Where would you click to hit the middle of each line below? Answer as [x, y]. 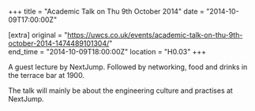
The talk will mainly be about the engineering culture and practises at [120, 91]
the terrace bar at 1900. [47, 75]
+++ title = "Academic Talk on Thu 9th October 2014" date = [107, 11]
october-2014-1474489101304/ [59, 43]
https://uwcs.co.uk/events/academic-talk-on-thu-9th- [155, 35]
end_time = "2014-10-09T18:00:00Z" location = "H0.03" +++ [107, 52]
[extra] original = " [38, 35]
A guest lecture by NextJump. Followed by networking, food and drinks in [128, 67]
